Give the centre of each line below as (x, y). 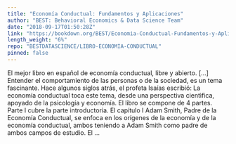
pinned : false (28, 53)
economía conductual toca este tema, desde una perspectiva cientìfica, (111, 95)
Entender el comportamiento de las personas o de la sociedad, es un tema (115, 80)
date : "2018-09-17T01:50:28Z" (52, 27)
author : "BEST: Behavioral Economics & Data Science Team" (96, 20)
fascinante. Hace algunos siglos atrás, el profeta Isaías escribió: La (104, 88)
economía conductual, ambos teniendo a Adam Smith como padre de (107, 125)
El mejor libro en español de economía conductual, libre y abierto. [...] (108, 73)
